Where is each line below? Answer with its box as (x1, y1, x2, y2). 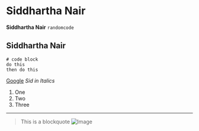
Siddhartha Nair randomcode (6, 24, 74, 31)
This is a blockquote (20, 118, 70, 125)
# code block (6, 56, 38, 63)
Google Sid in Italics (6, 77, 55, 84)
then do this (6, 67, 38, 73)
